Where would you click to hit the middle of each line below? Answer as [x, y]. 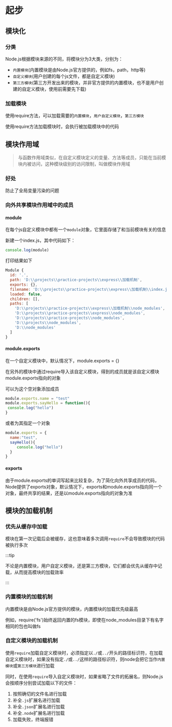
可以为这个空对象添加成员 [32, 389]
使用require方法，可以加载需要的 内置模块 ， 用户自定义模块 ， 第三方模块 [75, 116]
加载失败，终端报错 [33, 719]
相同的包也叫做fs [23, 626]
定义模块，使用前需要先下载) [56, 89]
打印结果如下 [19, 261]
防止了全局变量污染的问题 [32, 190]
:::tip [10, 555]
